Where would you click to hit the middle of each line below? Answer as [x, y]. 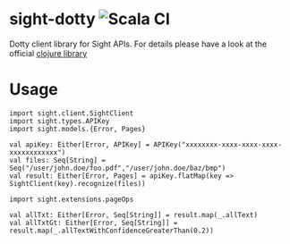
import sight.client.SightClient [72, 113]
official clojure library [48, 53]
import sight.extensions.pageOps [72, 199]
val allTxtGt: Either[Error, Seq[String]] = [94, 223]
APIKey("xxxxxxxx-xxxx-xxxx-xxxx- [217, 144]
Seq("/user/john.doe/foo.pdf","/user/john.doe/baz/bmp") [118, 168]
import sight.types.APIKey [60, 121]
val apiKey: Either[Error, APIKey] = [80, 144]
